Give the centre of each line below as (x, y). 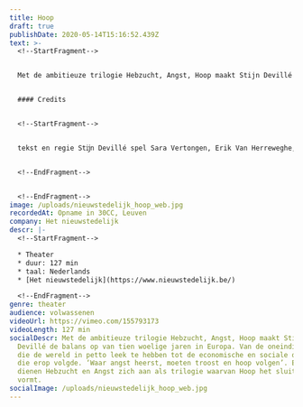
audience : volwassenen (52, 313)
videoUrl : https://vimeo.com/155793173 (84, 321)
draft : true (32, 26)
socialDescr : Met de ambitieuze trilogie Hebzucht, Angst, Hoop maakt (145, 338)
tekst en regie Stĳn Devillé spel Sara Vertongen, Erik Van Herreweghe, (157, 148)
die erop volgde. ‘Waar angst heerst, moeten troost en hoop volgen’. (153, 363)
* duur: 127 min (48, 263)
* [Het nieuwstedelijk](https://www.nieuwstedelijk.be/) (127, 280)
